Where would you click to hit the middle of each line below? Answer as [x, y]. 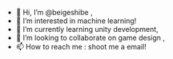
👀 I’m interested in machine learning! [76, 21]
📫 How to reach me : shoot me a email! [81, 47]
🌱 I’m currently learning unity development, [87, 29]
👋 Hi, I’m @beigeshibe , [54, 12]
